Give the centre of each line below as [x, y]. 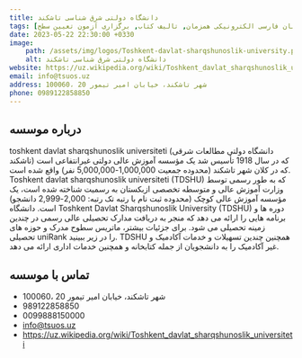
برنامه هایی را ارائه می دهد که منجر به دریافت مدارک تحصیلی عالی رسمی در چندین [147, 218]
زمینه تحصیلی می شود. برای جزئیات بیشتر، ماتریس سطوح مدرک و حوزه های [138, 228]
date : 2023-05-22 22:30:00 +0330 [72, 34]
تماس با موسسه [49, 275]
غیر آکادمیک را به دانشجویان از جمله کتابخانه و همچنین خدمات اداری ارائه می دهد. [144, 246]
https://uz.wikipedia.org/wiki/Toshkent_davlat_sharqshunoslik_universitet [157, 335]
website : [26, 68]
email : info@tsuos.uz [50, 76]
